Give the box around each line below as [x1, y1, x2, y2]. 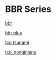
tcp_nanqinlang [5, 49, 37, 55]
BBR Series [5, 3, 52, 15]
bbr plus [5, 29, 22, 35]
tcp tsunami [5, 39, 29, 45]
